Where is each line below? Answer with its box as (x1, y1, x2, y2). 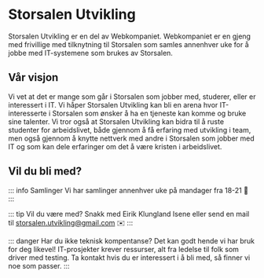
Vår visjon (8, 71, 59, 84)
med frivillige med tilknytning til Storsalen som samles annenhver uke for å (8, 39, 249, 49)
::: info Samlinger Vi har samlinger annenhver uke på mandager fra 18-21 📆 (8, 185, 249, 195)
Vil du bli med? (8, 165, 82, 178)
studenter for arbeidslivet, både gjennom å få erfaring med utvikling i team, (8, 125, 251, 134)
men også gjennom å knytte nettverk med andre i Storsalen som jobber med (8, 134, 255, 143)
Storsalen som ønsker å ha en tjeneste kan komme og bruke (52, 108, 247, 118)
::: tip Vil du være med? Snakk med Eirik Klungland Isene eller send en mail (8, 209, 250, 218)
